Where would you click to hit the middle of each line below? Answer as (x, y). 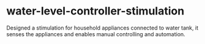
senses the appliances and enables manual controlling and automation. (96, 34)
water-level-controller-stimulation (95, 11)
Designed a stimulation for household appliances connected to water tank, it (102, 28)
